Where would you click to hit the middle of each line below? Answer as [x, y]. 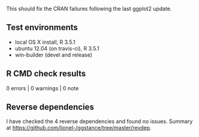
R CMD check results [46, 74]
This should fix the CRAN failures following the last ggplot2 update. [89, 9]
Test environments [42, 27]
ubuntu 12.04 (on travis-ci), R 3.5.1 [57, 48]
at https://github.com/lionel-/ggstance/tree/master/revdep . [79, 128]
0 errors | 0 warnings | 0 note [43, 88]
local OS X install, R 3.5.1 [45, 42]
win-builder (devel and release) [54, 55]
